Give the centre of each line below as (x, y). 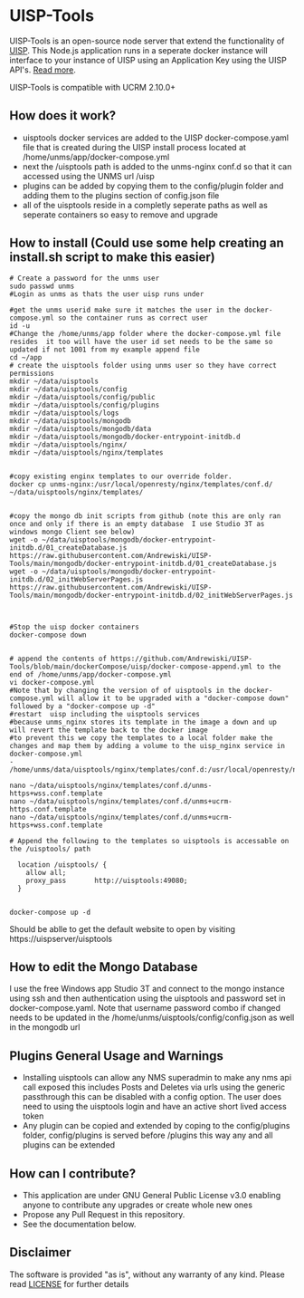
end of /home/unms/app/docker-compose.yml (90, 674)
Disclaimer (40, 1252)
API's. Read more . (43, 70)
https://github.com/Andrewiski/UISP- (181, 659)
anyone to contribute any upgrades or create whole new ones (138, 1205)
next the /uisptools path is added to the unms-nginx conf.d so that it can (157, 166)
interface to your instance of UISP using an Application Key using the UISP (148, 60)
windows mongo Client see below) (72, 532)
